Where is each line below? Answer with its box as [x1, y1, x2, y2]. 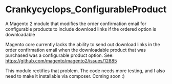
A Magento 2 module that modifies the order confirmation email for [5, 20, 147, 27]
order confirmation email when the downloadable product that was [5, 47, 146, 53]
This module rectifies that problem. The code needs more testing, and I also [5, 68, 165, 74]
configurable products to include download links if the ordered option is [5, 26, 157, 32]
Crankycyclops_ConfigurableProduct [5, 4, 167, 15]
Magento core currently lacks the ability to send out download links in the [5, 41, 160, 47]
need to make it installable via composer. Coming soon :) [5, 73, 125, 79]
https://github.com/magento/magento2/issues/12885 [5, 57, 117, 64]
